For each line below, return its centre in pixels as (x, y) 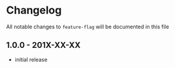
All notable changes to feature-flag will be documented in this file (88, 27)
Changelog (34, 10)
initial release (31, 59)
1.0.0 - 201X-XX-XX (43, 45)
